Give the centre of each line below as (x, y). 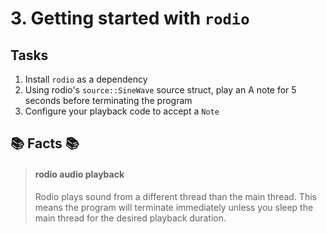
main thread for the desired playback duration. (130, 218)
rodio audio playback (79, 174)
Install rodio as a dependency (86, 79)
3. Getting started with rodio (130, 18)
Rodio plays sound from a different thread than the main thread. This (175, 196)
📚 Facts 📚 (45, 143)
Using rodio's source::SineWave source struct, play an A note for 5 (160, 90)
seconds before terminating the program (108, 100)
